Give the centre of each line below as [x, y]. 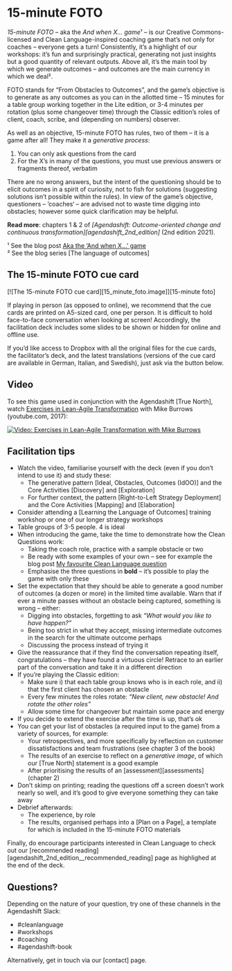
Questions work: [41, 542]
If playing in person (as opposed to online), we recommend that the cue [109, 305]
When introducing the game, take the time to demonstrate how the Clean [121, 534]
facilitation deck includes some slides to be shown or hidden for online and [114, 327]
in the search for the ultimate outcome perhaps [95, 638]
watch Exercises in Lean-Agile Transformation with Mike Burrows [100, 408]
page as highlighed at [186, 858]
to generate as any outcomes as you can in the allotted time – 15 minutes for [116, 97]
